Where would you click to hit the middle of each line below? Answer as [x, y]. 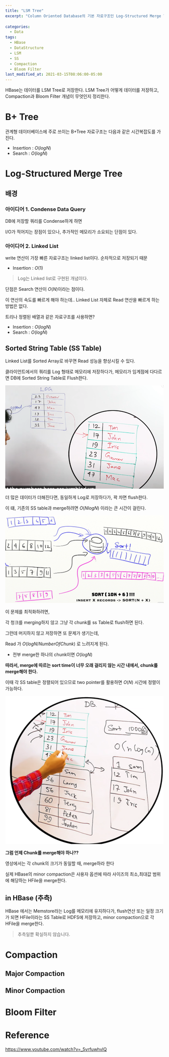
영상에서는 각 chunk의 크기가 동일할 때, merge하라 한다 [60, 863]
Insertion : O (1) [28, 268]
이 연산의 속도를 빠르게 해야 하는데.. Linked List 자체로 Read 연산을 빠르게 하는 [82, 300]
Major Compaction [35, 974]
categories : [18, 27]
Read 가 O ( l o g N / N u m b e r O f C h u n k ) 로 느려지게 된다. [57, 644]
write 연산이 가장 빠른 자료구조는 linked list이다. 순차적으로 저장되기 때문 [76, 258]
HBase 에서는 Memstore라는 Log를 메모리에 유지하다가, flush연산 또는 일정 [80, 911]
